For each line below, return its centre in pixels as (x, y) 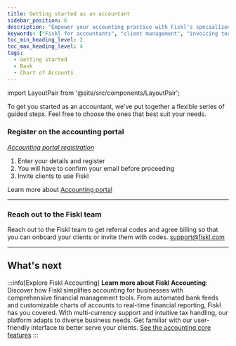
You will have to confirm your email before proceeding (96, 168)
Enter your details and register (61, 161)
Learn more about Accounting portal (60, 189)
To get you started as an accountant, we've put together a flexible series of (116, 106)
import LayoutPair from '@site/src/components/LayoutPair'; (94, 93)
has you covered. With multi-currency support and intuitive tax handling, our (118, 312)
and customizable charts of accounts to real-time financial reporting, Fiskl (114, 305)
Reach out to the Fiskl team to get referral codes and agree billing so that (113, 230)
